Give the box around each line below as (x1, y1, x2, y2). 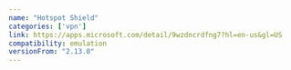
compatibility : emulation (8, 38, 107, 48)
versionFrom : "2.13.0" (8, 47, 95, 56)
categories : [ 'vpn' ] (8, 22, 88, 31)
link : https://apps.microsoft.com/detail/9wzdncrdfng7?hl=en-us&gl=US (8, 30, 283, 39)
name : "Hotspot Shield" (8, 13, 99, 23)
